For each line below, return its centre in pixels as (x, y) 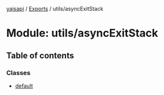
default (24, 86)
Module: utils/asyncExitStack (82, 33)
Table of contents (40, 55)
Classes (19, 73)
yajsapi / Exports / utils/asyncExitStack (55, 9)
